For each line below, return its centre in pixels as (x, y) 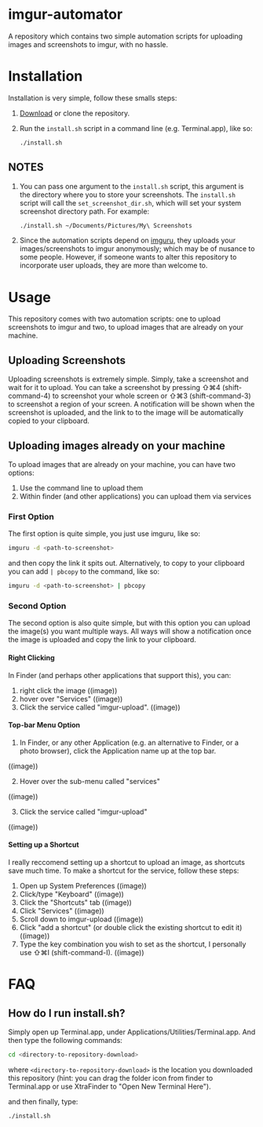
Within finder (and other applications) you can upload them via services (135, 496)
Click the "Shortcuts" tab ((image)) (75, 902)
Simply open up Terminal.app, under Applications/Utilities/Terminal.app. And (132, 1032)
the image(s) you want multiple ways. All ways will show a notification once (130, 631)
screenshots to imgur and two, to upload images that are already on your (126, 327)
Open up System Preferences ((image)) (83, 885)
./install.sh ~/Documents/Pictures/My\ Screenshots (106, 225)
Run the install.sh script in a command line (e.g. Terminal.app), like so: (136, 128)
